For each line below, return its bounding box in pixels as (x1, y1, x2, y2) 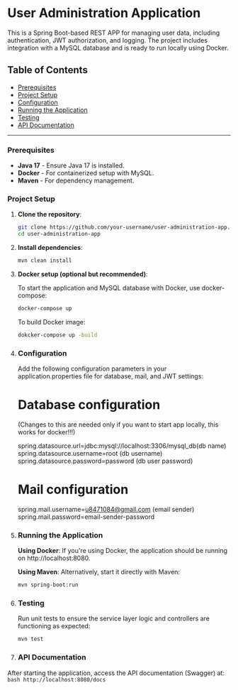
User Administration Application (7, 5, 201, 21)
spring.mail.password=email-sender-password (17, 513, 154, 521)
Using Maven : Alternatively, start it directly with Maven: (17, 568, 181, 576)
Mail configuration (17, 481, 129, 498)
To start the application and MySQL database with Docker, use (17, 283, 200, 292)
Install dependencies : (17, 243, 83, 252)
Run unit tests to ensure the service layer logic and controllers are (17, 614, 210, 623)
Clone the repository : (17, 210, 82, 219)
